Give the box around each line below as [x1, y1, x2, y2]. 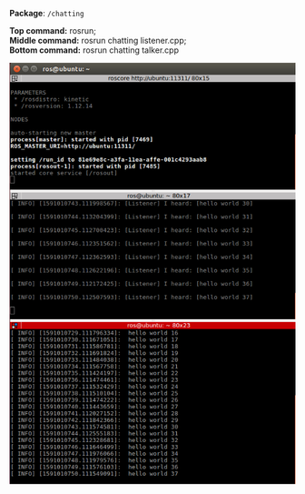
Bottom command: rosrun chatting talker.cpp [9, 45, 180, 55]
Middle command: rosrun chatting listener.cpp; [9, 35, 187, 45]
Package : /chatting [9, 8, 84, 18]
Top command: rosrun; [9, 25, 97, 35]
